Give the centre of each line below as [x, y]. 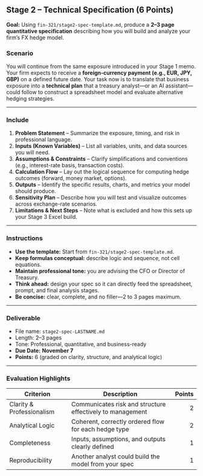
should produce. [35, 191]
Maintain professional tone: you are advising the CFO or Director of [100, 271]
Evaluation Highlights [38, 378]
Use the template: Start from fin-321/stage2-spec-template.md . [95, 252]
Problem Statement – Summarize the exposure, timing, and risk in [97, 133]
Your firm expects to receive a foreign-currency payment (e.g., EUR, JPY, [99, 73]
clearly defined [93, 447]
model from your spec [103, 464]
